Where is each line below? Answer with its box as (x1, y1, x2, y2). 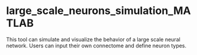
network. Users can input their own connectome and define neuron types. (6, 42, 187, 49)
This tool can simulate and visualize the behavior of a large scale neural (6, 36, 180, 43)
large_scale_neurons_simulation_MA (6, 4, 191, 18)
